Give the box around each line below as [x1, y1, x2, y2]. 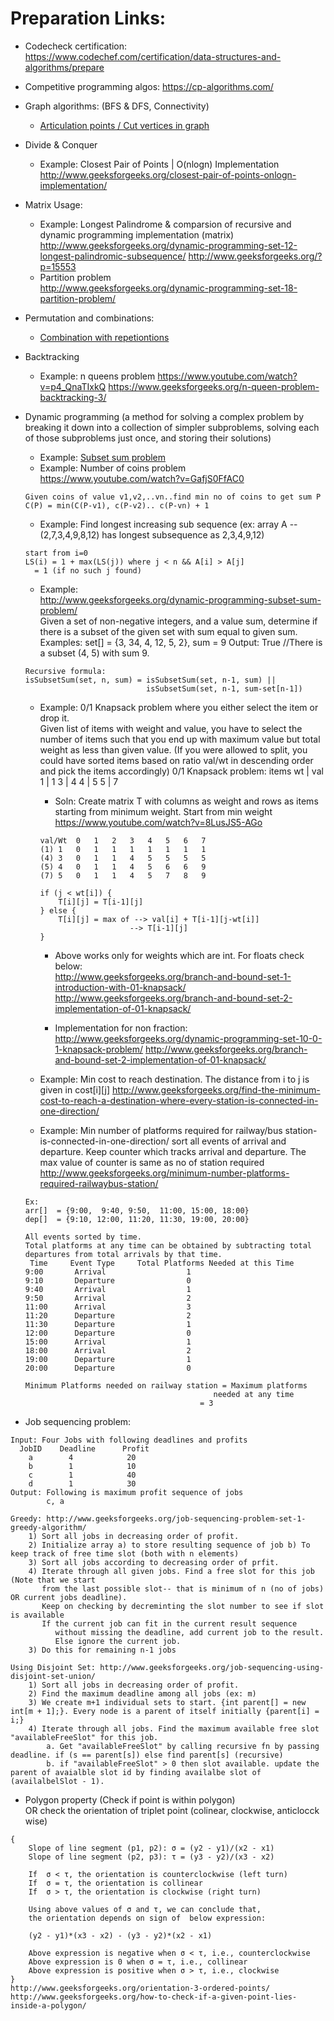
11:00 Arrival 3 [24, 1302, 192, 1312]
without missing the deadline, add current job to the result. [54, 1627, 325, 1637]
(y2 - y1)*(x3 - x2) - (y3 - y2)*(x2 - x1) [28, 1930, 213, 1941]
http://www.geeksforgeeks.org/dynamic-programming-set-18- [39, 282, 298, 294]
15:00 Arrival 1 [24, 1337, 192, 1347]
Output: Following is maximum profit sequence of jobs [10, 1487, 244, 1497]
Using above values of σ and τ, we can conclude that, [28, 1904, 262, 1914]
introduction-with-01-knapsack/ [54, 981, 187, 993]
